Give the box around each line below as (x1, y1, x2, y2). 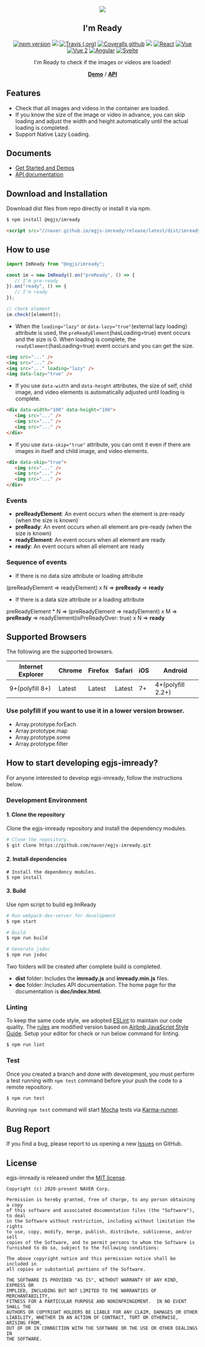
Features (6, 88, 41, 99)
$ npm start (6, 918, 37, 925)
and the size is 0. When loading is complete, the (15, 336, 136, 343)
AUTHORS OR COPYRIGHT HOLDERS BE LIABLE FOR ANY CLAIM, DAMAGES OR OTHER (6, 1309, 198, 1316)
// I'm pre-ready (14, 277, 59, 284)
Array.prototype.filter (15, 740, 68, 747)
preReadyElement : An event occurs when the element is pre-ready (15, 510, 185, 517)
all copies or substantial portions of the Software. (6, 1266, 146, 1273)
